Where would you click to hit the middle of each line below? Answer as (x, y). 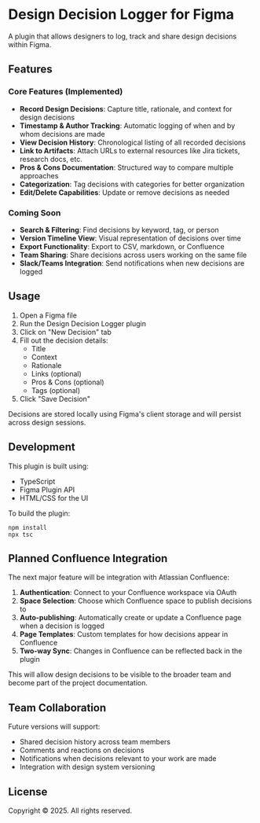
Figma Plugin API (47, 490)
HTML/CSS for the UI (54, 498)
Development (42, 447)
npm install (27, 527)
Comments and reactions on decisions (82, 750)
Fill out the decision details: (64, 340)
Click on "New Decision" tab (66, 332)
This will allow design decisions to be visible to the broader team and (120, 674)
